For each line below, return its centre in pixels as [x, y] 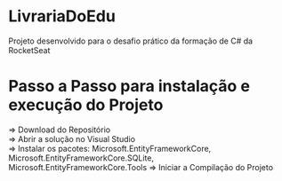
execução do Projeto [86, 105]
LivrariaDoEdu [62, 16]
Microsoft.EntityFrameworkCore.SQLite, [81, 158]
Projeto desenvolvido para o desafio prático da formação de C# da [131, 41]
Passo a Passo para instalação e [129, 87]
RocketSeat [29, 50]
